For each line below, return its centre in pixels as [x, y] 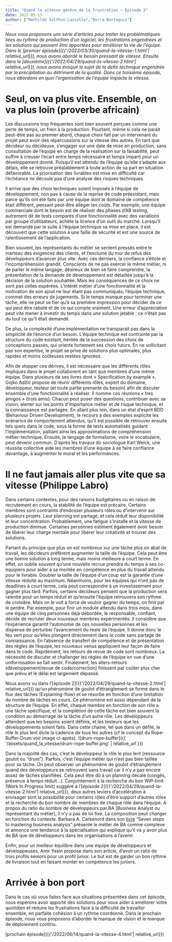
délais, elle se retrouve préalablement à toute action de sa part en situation [84, 168]
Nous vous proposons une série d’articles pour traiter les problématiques [83, 34]
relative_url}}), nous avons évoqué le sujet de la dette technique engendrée [85, 67]
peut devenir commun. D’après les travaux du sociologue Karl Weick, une [83, 442]
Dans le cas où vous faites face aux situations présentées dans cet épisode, [85, 897]
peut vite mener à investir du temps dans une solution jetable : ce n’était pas [86, 313]
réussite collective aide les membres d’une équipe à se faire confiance [80, 448]
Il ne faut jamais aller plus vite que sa [85, 474]
